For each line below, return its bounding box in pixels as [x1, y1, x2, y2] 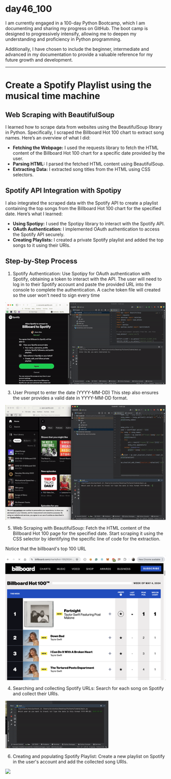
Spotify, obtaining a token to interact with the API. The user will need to [12, 276, 162, 282]
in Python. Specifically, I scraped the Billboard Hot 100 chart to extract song [5, 129, 164, 135]
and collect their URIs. [12, 690, 60, 697]
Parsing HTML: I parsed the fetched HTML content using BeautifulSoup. [12, 161, 164, 167]
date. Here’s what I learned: [5, 211, 63, 217]
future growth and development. [5, 56, 73, 63]
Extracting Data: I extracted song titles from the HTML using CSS [12, 166, 151, 172]
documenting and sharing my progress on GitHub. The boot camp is [5, 25, 148, 31]
